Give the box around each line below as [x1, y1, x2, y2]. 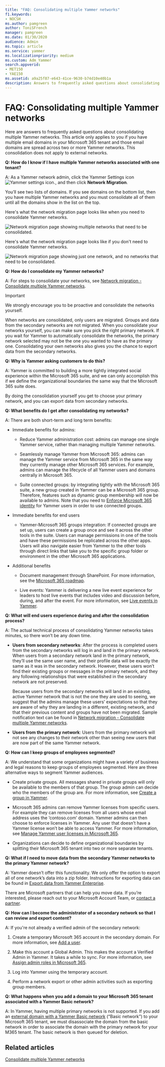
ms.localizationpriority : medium [5, 53, 74, 58]
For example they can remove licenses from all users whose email [12, 809, 146, 815]
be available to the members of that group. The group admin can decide [12, 784, 159, 790]
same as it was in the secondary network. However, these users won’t [12, 663, 155, 669]
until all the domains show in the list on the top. [5, 199, 100, 205]
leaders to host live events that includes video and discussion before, [19, 592, 161, 598]
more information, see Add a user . [12, 939, 82, 945]
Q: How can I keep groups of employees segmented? [5, 749, 116, 755]
